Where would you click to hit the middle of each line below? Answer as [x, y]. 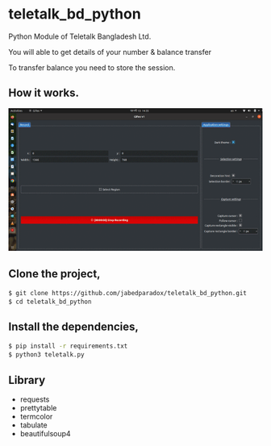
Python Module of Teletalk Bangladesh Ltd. [80, 36]
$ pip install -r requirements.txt [68, 346]
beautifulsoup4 [45, 434]
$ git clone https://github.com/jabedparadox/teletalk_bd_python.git [128, 293]
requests [35, 399]
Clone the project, [54, 274]
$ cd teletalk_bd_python [50, 302]
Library [27, 380]
